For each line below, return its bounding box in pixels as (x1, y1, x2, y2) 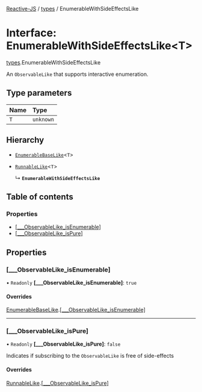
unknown (32, 116, 54, 123)
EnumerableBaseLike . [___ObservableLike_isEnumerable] (6, 306, 145, 314)
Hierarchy (6, 135, 44, 145)
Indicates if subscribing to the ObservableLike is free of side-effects (6, 352, 174, 359)
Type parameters (6, 88, 72, 98)
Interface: (6, 26, 57, 40)
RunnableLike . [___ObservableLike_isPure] (6, 379, 109, 387)
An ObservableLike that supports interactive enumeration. (6, 70, 148, 78)
